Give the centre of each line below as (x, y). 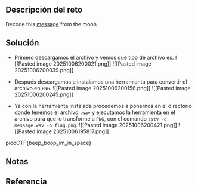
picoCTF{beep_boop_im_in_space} (49, 143)
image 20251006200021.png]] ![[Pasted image (94, 64)
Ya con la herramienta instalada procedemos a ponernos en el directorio (103, 106)
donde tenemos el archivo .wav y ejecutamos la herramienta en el (95, 112)
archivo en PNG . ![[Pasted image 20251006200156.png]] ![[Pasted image (102, 88)
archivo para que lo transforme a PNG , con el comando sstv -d (91, 118)
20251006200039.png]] (44, 70)
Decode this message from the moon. (52, 24)
